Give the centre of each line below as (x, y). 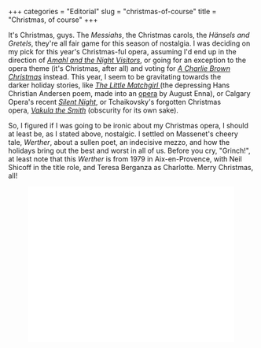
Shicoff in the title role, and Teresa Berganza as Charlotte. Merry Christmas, (131, 167)
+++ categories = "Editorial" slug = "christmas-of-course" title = (112, 11)
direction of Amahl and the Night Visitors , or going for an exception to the (127, 60)
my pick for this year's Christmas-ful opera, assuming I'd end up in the (123, 52)
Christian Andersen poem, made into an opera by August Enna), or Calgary (129, 93)
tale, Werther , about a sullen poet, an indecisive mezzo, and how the (119, 142)
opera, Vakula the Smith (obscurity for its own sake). (94, 110)
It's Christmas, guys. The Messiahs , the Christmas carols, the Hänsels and (129, 35)
